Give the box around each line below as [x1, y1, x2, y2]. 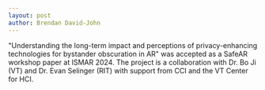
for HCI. [8, 74, 34, 84]
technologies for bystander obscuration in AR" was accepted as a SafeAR [8, 49, 248, 58]
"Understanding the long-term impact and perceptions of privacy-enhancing [8, 40, 258, 50]
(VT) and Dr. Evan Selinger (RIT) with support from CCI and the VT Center [8, 66, 248, 75]
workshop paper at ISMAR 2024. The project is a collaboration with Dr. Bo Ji [8, 57, 257, 67]
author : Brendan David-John [8, 19, 101, 27]
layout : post [8, 11, 51, 20]
